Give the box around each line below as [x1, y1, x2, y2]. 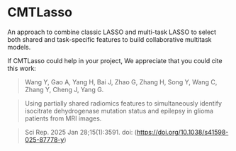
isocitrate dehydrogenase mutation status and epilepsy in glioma [24, 106, 214, 115]
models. [7, 43, 31, 51]
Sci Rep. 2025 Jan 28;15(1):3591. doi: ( [24, 128, 137, 136]
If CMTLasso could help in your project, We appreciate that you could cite [7, 56, 223, 65]
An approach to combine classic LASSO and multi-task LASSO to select [7, 28, 217, 36]
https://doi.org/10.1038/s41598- [136, 128, 229, 136]
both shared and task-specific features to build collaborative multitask [7, 35, 212, 43]
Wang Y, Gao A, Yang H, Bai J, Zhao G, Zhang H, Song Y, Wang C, [24, 77, 218, 86]
